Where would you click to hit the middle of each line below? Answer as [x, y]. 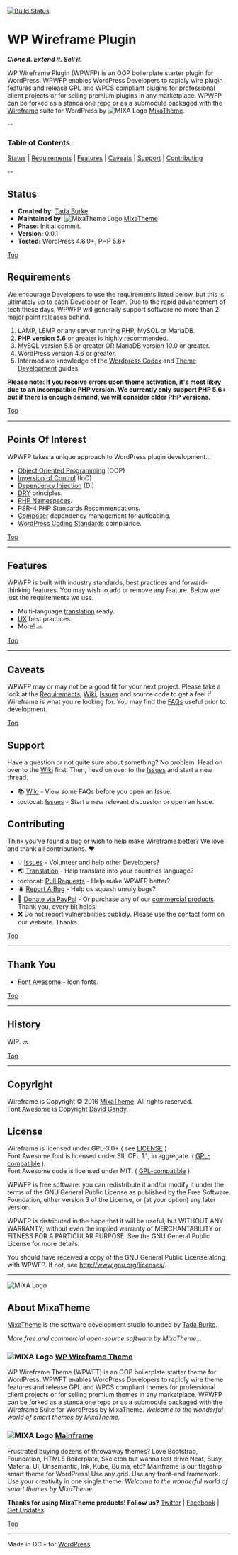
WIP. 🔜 [18, 1041]
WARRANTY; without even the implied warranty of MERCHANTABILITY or [114, 1228]
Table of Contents [39, 142]
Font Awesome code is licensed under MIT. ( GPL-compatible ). [100, 1171]
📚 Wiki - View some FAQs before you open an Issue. [95, 792]
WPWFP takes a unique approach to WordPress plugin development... [109, 456]
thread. [18, 777]
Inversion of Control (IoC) [55, 477]
